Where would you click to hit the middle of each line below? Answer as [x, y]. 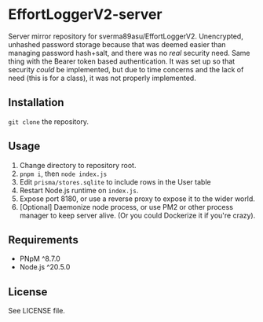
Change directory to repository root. [78, 165]
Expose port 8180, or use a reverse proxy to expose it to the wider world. [137, 199]
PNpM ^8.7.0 [40, 259]
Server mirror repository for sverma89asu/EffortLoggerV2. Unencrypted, [126, 36]
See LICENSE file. [37, 311]
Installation [36, 102]
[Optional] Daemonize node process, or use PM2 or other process [126, 207]
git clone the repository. [48, 121]
